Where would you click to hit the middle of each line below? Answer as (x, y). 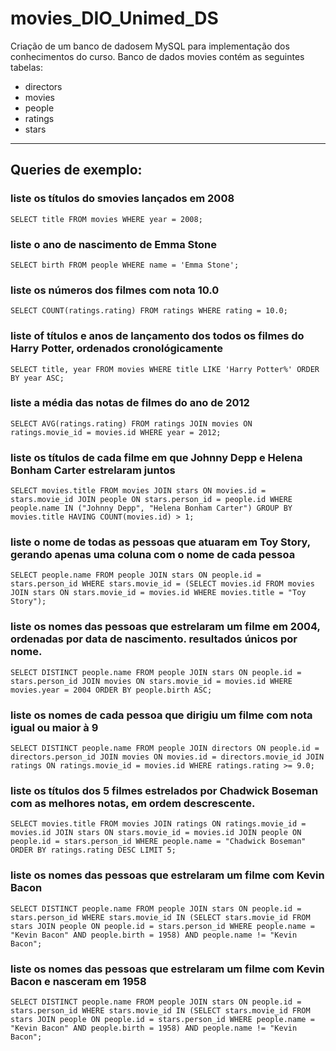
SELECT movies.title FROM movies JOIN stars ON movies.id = (138, 491)
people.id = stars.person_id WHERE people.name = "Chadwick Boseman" (158, 842)
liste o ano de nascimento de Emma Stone (114, 244)
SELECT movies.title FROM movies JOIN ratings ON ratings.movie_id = (158, 824)
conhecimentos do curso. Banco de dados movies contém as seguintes (157, 56)
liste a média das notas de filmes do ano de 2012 (130, 403)
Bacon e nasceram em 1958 (78, 981)
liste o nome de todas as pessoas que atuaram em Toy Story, (160, 542)
